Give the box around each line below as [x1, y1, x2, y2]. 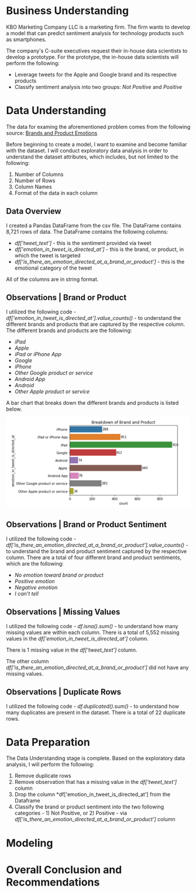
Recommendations [6, 876, 100, 888]
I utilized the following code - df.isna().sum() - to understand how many [6, 622, 178, 629]
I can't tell [14, 590, 39, 597]
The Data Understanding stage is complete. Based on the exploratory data [6, 755, 185, 762]
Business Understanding [6, 4, 129, 18]
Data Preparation [6, 735, 91, 749]
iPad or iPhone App [14, 350, 61, 357]
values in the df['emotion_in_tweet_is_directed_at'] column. [6, 635, 149, 642]
